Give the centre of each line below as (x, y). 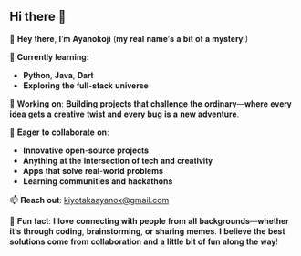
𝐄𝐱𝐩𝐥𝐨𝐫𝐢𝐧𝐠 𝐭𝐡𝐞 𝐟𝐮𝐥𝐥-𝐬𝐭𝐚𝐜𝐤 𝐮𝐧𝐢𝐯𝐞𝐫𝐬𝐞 (85, 85)
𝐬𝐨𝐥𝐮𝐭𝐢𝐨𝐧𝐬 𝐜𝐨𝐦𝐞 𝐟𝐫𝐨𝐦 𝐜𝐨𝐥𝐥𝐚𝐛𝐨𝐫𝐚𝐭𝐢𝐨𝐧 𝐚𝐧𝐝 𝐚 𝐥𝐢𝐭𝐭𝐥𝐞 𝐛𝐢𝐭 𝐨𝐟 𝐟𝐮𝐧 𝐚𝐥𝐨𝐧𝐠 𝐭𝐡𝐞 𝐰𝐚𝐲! (144, 241)
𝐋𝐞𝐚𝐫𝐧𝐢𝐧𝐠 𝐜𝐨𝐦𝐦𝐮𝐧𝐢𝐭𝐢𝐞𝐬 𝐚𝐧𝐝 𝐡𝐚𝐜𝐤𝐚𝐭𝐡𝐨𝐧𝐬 (98, 181)
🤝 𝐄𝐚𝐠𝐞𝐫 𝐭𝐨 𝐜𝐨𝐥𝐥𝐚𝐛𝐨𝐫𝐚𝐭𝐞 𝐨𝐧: (59, 132)
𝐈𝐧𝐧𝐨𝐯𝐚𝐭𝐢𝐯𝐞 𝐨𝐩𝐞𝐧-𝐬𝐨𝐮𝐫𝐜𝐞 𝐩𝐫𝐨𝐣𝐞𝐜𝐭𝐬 (85, 150)
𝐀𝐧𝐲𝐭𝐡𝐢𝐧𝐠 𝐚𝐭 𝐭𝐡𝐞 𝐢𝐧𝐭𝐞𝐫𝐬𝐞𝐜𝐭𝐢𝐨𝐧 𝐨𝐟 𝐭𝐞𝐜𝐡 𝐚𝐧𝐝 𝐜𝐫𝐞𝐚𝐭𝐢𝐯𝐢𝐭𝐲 (117, 160)
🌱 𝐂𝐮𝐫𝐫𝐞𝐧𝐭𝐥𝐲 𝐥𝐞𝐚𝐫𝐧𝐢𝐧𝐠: (49, 56)
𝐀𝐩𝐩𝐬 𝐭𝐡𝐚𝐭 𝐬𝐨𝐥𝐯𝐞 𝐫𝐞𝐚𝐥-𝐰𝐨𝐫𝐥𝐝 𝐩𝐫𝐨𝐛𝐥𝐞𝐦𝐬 (93, 170)
